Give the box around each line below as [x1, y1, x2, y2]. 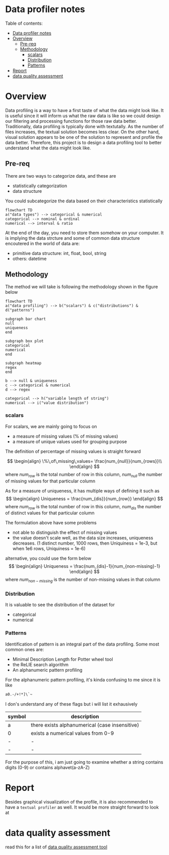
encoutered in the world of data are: [5, 240, 80, 246]
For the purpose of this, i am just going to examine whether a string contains [5, 759, 163, 765]
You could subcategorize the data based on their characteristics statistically [5, 198, 162, 204]
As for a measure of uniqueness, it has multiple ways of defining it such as [5, 488, 160, 494]
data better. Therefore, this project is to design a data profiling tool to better [5, 139, 162, 145]
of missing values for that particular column [5, 478, 96, 484]
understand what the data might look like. [5, 145, 92, 151]
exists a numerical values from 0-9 [31, 729, 114, 736]
